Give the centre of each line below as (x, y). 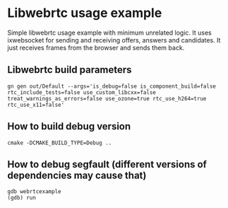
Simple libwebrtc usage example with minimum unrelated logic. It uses (109, 33)
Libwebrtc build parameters (70, 70)
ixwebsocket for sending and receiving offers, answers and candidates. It (114, 40)
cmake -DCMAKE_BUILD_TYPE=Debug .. (60, 143)
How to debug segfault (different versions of (107, 164)
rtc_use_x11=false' (36, 105)
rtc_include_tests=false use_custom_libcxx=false (82, 92)
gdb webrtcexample (34, 192)
